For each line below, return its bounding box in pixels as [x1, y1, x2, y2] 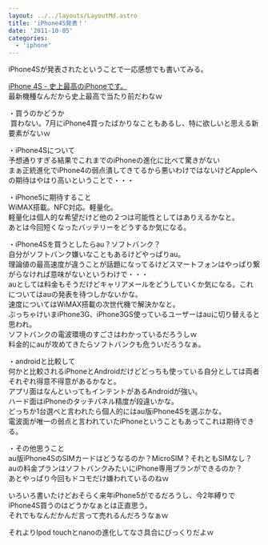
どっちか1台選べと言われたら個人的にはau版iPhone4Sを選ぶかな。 [8, 407, 226, 416]
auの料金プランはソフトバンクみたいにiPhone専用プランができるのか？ [8, 463, 242, 473]
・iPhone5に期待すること [8, 193, 92, 202]
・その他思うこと [8, 443, 65, 453]
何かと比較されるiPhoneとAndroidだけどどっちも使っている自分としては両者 [8, 367, 260, 376]
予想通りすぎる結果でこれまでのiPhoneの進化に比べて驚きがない [8, 155, 220, 165]
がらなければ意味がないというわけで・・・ [8, 270, 149, 279]
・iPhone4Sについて [8, 146, 76, 155]
